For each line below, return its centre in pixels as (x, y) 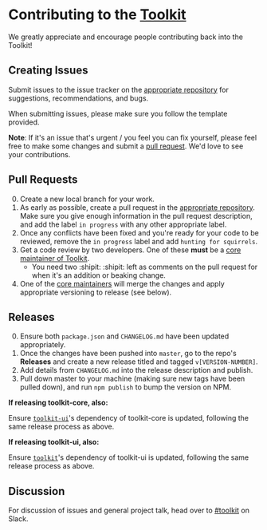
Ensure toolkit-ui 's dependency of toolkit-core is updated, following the (129, 418)
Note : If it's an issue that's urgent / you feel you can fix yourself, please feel (133, 137)
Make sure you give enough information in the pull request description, (136, 216)
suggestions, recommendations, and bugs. (79, 98)
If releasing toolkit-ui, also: (54, 442)
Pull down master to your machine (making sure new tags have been (132, 379)
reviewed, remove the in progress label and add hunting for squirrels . (139, 241)
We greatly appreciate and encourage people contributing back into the (126, 37)
